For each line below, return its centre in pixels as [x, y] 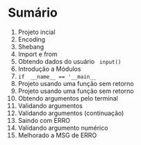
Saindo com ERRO [44, 120]
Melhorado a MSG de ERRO [57, 135]
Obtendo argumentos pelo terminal [68, 98]
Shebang [31, 46]
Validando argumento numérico [63, 128]
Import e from [38, 54]
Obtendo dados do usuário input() [69, 61]
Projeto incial [36, 32]
